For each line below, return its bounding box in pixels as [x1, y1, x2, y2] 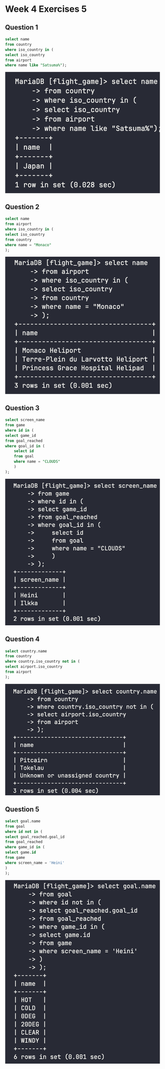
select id [14, 449, 34, 454]
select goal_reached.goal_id [5, 834, 65, 840]
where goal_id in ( [5, 443, 45, 449]
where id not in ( [5, 829, 43, 834]
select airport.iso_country [5, 664, 63, 669]
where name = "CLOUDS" [14, 459, 60, 464]
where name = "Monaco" [5, 242, 52, 247]
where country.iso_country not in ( [5, 659, 80, 664]
